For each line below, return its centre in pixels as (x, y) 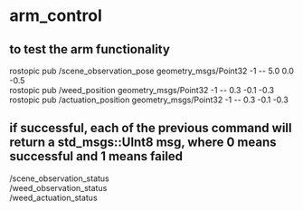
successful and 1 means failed (96, 156)
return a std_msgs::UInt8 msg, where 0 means (143, 143)
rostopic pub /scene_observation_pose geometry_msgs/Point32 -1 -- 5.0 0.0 (151, 71)
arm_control (56, 16)
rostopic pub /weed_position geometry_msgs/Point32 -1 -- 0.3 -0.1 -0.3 (142, 90)
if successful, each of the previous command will (151, 128)
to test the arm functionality (90, 49)
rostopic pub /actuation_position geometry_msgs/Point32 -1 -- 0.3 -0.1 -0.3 (149, 100)
